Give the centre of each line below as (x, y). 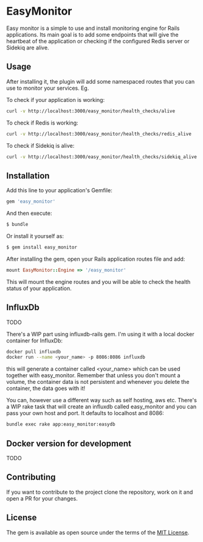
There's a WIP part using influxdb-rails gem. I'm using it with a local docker (100, 334)
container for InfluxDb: (34, 341)
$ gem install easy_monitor (42, 247)
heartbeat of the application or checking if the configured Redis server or (98, 41)
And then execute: (29, 213)
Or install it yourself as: (35, 236)
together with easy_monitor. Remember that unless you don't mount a (93, 375)
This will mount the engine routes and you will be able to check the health (98, 281)
